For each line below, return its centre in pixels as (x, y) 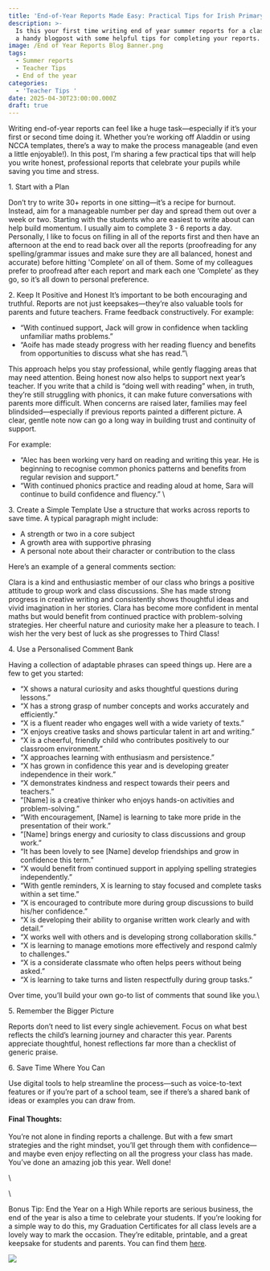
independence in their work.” (68, 774)
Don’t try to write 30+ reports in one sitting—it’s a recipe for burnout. (122, 203)
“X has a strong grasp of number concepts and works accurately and (134, 706)
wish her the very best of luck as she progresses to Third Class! (114, 633)
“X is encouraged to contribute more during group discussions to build (137, 903)
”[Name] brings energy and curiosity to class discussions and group (133, 835)
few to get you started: (46, 674)
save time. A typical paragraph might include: (84, 518)
